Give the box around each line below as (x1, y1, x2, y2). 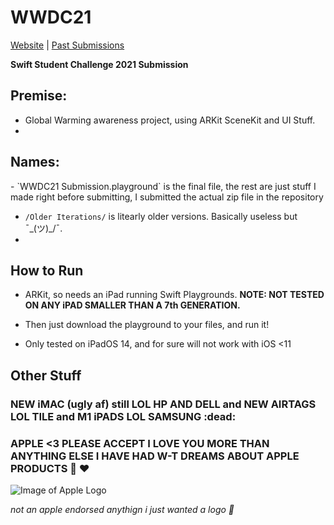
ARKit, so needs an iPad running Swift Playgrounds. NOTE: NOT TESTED (24, 289, 325, 301)
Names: (10, 154, 60, 171)
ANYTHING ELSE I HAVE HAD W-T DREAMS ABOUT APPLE (10, 449, 300, 463)
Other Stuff (10, 367, 82, 384)
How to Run (10, 262, 84, 279)
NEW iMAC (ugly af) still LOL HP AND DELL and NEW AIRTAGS (10, 397, 317, 411)
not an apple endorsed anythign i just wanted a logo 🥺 (10, 503, 235, 515)
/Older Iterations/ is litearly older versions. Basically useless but (24, 210, 298, 222)
